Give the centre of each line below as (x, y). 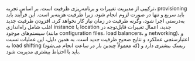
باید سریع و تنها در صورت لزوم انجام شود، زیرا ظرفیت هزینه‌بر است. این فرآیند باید (95, 15)
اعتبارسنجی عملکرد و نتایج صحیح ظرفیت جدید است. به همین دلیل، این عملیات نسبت (97, 39)
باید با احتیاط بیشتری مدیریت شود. (43, 51)
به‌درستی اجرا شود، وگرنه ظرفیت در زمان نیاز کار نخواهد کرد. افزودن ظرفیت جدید (95, 21)
